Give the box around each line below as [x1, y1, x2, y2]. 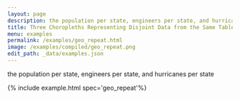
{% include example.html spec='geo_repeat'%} [7, 83, 147, 92]
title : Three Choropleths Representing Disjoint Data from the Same [7, 24, 216, 31]
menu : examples [7, 30, 53, 38]
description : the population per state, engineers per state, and [7, 17, 209, 24]
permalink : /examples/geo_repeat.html [7, 37, 123, 44]
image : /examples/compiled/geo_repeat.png [7, 43, 136, 51]
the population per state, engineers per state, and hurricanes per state [7, 69, 214, 78]
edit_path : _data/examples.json [7, 51, 104, 58]
